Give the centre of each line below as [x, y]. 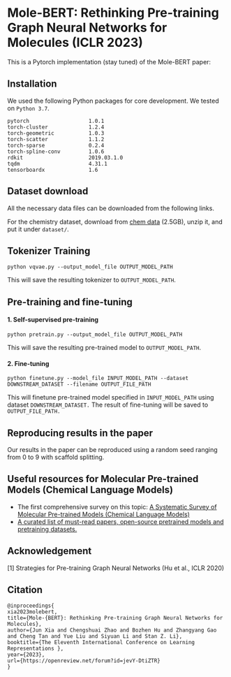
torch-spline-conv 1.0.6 [56, 152]
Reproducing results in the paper [80, 433]
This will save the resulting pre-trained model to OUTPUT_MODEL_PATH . [104, 347]
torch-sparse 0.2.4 [56, 145]
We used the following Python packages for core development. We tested [113, 101]
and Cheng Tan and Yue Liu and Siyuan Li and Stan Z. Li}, [95, 636]
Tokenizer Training [49, 250]
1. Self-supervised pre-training [53, 320]
